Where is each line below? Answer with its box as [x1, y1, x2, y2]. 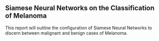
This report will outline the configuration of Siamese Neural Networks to [5, 25, 153, 31]
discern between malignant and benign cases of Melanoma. [5, 30, 128, 36]
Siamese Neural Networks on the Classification [5, 4, 155, 12]
